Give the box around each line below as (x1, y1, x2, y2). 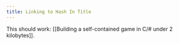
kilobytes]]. (6, 31, 35, 39)
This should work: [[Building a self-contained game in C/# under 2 (6, 25, 173, 32)
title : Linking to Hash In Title (6, 8, 92, 15)
